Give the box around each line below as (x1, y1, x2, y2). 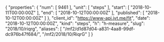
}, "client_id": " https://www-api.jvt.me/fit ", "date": (47, 15, 150, 21)
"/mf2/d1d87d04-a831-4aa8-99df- (63, 26, 135, 32)
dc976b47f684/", (5, 31, 41, 37)
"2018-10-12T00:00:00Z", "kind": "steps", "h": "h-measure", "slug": (5, 20, 145, 26)
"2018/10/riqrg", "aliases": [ (5, 26, 62, 32)
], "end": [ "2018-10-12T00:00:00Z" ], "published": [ (37, 10, 145, 16)
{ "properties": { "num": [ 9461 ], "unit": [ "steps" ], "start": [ (5, 5, 130, 10)
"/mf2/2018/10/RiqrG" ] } (42, 31, 93, 37)
